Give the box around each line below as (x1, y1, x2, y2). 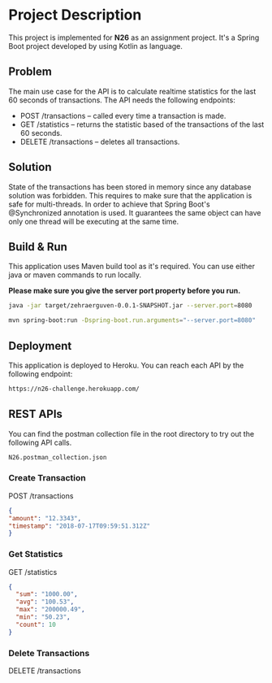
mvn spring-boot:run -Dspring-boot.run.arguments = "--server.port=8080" (8, 316, 256, 324)
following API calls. (8, 437, 72, 447)
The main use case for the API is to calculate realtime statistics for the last (8, 86, 257, 96)
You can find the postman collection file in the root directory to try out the (8, 429, 254, 438)
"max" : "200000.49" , (15, 606, 85, 614)
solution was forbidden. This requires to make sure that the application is (8, 190, 253, 200)
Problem (8, 65, 53, 79)
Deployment (8, 339, 72, 353)
